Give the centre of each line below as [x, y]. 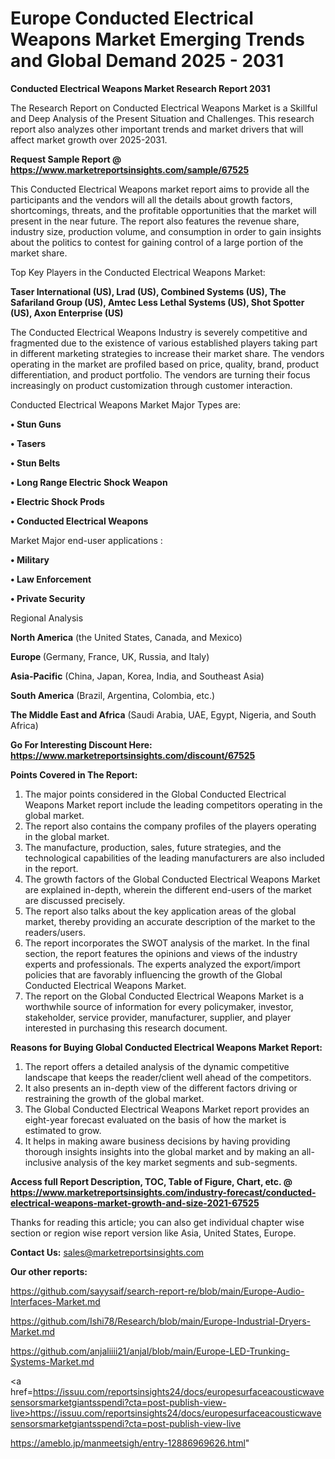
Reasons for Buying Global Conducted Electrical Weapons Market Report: [166, 1047]
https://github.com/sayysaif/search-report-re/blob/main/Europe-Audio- [157, 1291]
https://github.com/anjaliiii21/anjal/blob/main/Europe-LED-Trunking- [150, 1351]
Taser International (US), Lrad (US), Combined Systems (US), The [148, 291]
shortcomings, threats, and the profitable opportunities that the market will [163, 210]
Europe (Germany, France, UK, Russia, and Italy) [110, 656]
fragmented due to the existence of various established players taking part [164, 343]
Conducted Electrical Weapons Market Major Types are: [126, 404]
